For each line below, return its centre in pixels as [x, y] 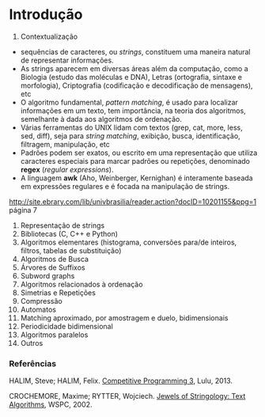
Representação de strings [62, 225]
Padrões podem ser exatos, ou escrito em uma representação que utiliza [139, 153]
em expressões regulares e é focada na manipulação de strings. [125, 186]
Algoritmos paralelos [54, 335]
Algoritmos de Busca [55, 259]
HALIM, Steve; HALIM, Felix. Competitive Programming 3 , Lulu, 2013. [121, 381]
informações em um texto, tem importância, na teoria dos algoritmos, [133, 110]
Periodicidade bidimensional [66, 326]
